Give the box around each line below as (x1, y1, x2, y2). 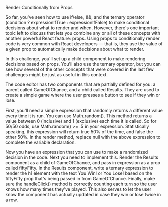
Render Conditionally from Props (5, 5, 73, 10)
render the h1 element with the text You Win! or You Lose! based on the (5, 170, 152, 176)
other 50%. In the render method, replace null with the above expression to (5, 134, 161, 140)
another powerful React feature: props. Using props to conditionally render (5, 35, 160, 41)
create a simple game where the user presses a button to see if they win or (5, 92, 161, 98)
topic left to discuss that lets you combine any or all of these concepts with (5, 30, 161, 36)
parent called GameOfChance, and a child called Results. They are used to (5, 87, 160, 92)
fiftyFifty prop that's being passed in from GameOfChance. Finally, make (5, 176, 155, 181)
